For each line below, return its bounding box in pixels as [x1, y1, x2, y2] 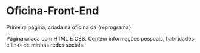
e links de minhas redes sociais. [6, 41, 85, 48]
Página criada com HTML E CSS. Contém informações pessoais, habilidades [6, 35, 195, 42]
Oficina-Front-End [6, 4, 99, 18]
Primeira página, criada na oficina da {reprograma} [6, 24, 131, 31]
